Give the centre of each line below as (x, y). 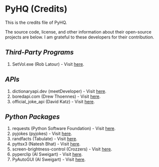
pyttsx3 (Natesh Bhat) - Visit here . (46, 144)
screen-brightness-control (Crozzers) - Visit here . (62, 149)
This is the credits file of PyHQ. (36, 22)
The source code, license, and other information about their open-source (78, 32)
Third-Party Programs (39, 52)
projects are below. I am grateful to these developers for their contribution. (80, 37)
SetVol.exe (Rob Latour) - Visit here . (48, 64)
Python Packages (32, 117)
